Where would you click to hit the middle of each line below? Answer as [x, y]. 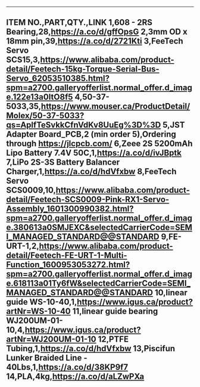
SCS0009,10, [31, 191]
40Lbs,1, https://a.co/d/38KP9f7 [67, 367]
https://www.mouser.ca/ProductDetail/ [115, 106]
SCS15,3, [23, 60]
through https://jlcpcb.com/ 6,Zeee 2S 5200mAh [99, 144]
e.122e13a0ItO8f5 [40, 97]
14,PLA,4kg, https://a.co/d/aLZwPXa [75, 377]
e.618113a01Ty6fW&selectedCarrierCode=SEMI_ [99, 284]
